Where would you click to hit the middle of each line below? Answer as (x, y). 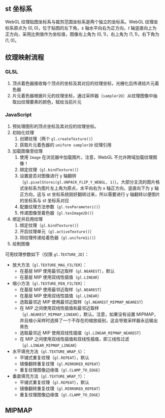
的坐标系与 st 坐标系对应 (44, 200)
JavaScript (18, 115)
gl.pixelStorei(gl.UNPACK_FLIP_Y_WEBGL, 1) (69, 182)
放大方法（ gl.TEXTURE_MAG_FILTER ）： (49, 265)
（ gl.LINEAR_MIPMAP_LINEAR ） (49, 345)
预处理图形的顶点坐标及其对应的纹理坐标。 (55, 126)
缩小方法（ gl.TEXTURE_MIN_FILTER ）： (49, 283)
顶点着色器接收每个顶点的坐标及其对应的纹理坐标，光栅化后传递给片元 (83, 83)
